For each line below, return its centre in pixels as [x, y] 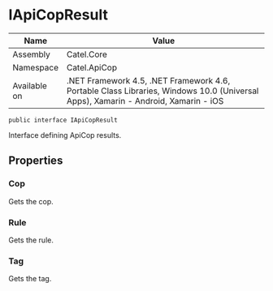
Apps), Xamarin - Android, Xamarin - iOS [145, 101]
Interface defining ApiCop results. [65, 135]
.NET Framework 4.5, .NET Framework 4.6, [148, 80]
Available [30, 85]
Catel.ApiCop [92, 67]
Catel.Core [87, 54]
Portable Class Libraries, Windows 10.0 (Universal [162, 91]
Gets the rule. [31, 240]
